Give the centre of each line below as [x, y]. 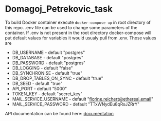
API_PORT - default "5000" [39, 88]
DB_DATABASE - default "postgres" [48, 57]
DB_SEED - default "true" [37, 83]
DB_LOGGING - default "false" [42, 68]
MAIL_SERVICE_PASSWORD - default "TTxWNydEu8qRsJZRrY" [76, 104]
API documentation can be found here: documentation [60, 113]
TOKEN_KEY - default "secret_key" [47, 94]
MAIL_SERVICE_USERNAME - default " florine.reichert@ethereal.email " [83, 99]
